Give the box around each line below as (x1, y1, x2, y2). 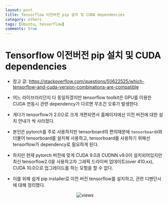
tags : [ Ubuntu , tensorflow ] (5, 21, 65, 27)
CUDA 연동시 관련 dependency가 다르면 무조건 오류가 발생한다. (12, 101, 139, 107)
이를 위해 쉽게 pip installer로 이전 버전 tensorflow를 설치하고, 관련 (12, 176, 144, 182)
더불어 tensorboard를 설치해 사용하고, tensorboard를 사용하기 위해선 (12, 135, 150, 141)
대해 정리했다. (18, 182, 46, 188)
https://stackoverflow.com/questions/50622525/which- (28, 78, 145, 84)
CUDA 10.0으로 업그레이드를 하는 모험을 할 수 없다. (12, 165, 113, 171)
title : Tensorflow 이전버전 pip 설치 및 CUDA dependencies (5, 12, 125, 17)
